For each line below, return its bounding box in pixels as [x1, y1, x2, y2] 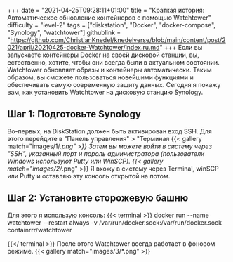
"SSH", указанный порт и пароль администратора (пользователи [7, 149, 205, 157]
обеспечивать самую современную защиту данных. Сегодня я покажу [7, 81, 221, 89]
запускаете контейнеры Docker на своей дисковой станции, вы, [7, 51, 200, 59]
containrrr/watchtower [7, 225, 72, 234]
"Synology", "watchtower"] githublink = [7, 28, 121, 37]
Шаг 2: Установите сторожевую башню [7, 192, 189, 204]
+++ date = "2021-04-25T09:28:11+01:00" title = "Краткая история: [7, 6, 205, 14]
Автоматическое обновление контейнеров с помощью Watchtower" [7, 13, 212, 22]
